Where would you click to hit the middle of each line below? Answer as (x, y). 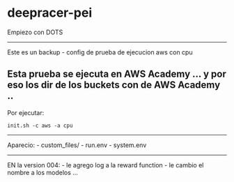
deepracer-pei (50, 13)
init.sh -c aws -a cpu (40, 126)
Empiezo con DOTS (35, 32)
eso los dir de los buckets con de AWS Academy (114, 85)
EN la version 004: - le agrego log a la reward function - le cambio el (106, 165)
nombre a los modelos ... (43, 172)
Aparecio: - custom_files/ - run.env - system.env (77, 145)
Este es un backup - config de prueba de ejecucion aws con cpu (100, 52)
